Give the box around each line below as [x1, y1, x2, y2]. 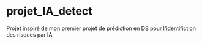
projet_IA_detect [6, 4, 93, 18]
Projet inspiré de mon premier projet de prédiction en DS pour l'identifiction [6, 24, 196, 32]
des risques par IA [6, 31, 53, 38]
